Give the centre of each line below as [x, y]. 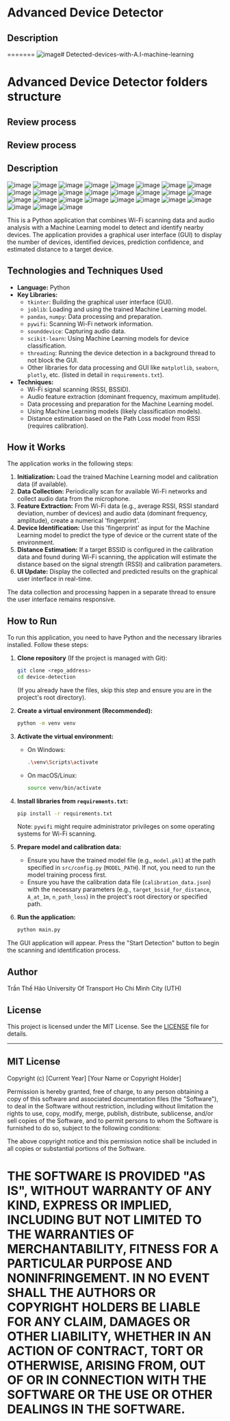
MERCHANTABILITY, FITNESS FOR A [113, 1249]
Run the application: [47, 917]
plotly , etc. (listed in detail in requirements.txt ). [95, 374]
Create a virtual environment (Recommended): [85, 710]
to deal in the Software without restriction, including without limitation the [110, 1106]
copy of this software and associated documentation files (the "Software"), [113, 1099]
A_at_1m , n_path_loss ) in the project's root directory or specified [117, 897]
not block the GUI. [53, 360]
